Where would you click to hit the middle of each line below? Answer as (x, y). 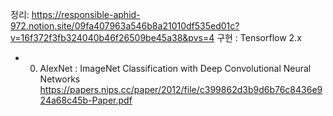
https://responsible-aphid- (86, 14)
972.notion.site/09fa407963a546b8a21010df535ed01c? (125, 26)
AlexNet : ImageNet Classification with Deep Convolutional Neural (175, 68)
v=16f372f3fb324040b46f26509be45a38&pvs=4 (112, 37)
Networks (60, 79)
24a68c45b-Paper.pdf (86, 100)
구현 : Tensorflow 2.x (259, 37)
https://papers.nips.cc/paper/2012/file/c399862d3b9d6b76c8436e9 (181, 89)
